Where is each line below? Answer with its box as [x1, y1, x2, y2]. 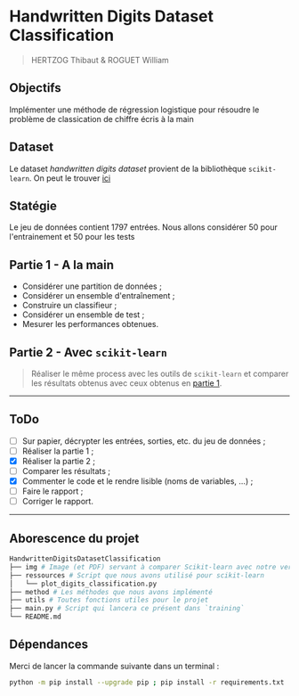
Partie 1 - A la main [9, 257, 114, 273]
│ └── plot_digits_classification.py [9, 579, 158, 588]
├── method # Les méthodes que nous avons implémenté [9, 587, 214, 596]
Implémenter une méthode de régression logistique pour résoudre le [9, 104, 260, 115]
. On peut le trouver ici [28, 172, 111, 184]
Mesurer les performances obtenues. [21, 319, 159, 330]
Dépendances [9, 637, 89, 652]
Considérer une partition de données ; [21, 281, 162, 291]
